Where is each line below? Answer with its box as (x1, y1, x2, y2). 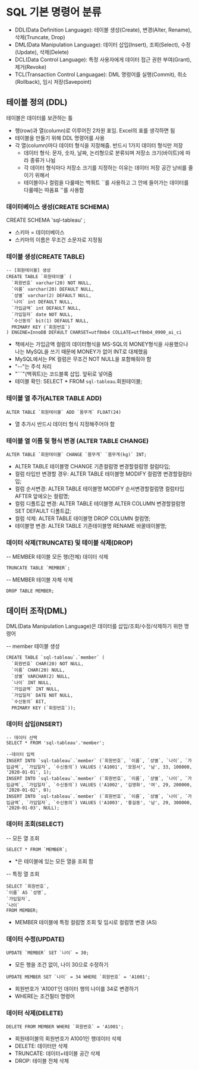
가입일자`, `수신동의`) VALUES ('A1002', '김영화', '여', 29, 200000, (29, 782, 192, 788)
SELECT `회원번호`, (6, 883, 49, 889)
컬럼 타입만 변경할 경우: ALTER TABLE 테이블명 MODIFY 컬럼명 (14, 470, 162, 477)
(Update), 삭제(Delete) (14, 48, 70, 55)
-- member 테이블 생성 (6, 643, 60, 650)
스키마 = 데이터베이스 (14, 229, 65, 236)
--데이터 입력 (6, 751, 35, 758)
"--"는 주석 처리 (14, 363, 52, 370)
